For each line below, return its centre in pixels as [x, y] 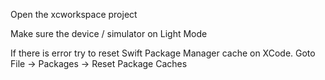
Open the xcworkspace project [74, 14]
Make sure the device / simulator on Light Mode [109, 33]
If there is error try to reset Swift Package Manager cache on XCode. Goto [163, 53]
